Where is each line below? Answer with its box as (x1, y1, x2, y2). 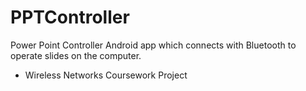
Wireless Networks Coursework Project (24, 69, 188, 81)
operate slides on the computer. (10, 49, 142, 61)
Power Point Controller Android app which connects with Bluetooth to (10, 39, 297, 51)
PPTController (10, 6, 130, 29)
